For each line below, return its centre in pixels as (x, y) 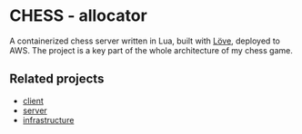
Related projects (57, 79)
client (33, 100)
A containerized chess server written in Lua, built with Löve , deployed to (145, 41)
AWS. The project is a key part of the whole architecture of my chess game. (151, 50)
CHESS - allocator (78, 16)
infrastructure (48, 120)
